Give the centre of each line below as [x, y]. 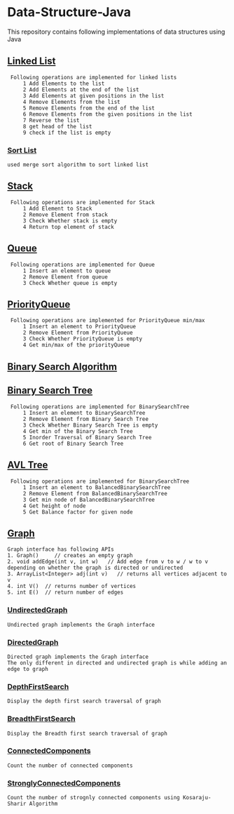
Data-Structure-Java [69, 12]
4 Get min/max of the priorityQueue [76, 345]
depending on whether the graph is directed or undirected [95, 568]
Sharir [17, 804]
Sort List [22, 150]
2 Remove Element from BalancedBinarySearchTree [95, 493]
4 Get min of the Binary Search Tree [78, 431]
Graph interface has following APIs [61, 549]
